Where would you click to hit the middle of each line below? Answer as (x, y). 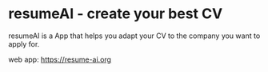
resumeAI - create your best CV (116, 14)
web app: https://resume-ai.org (60, 59)
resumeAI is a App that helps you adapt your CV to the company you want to (134, 36)
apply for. (24, 44)
